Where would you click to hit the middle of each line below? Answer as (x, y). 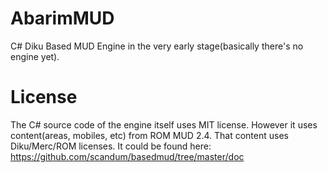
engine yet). (35, 56)
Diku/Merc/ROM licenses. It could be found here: (111, 146)
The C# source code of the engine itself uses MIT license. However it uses (164, 124)
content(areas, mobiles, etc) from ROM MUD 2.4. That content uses (149, 135)
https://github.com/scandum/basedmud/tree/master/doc (127, 156)
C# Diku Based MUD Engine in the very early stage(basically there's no (157, 46)
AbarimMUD (62, 18)
